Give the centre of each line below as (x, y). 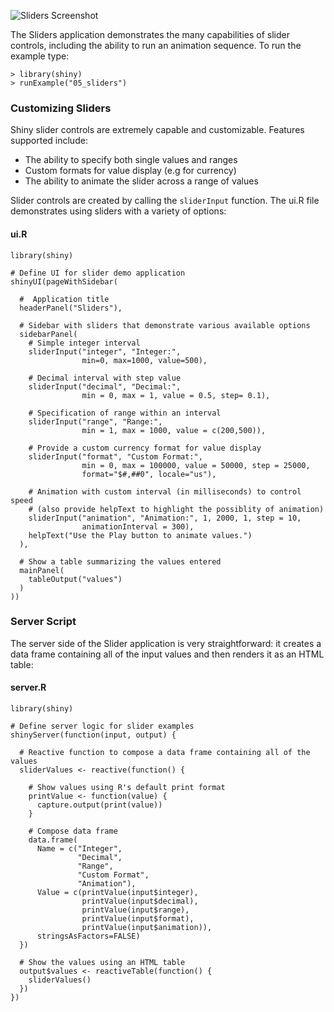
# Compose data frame (73, 831)
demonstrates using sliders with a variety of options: (118, 211)
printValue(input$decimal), (140, 901)
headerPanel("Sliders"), (71, 308)
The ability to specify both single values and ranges (131, 160)
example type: (40, 56)
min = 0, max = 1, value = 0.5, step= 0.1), (176, 395)
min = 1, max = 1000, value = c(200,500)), (174, 430)
